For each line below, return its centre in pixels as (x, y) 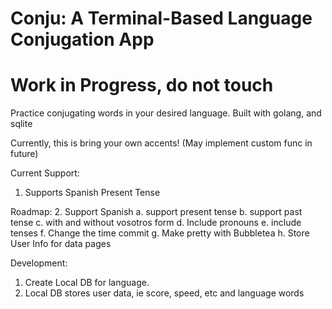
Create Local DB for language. (87, 283)
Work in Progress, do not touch (142, 85)
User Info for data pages (61, 244)
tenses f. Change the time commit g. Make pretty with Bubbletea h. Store (160, 233)
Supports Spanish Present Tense (92, 193)
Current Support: (45, 173)
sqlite (21, 124)
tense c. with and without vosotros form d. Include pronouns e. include (156, 223)
